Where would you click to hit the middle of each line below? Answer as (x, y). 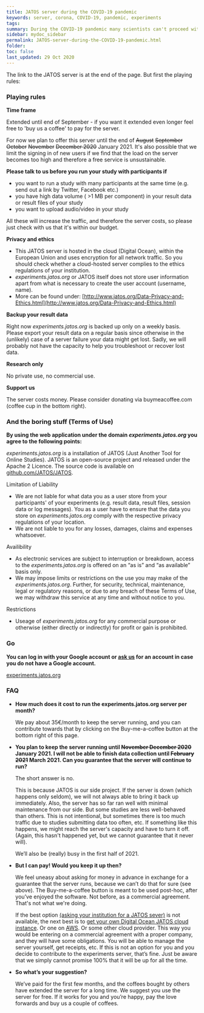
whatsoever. (30, 535)
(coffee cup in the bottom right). (46, 406)
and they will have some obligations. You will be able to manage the (100, 941)
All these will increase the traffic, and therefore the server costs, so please (99, 221)
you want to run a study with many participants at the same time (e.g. (102, 183)
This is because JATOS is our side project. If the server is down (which (104, 790)
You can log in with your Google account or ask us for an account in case (100, 657)
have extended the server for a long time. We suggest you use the (98, 990)
